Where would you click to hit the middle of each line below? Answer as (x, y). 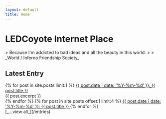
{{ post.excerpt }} (23, 96)
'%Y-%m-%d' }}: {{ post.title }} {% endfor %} (52, 107)
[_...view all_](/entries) (28, 112)
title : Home (17, 14)
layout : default (22, 10)
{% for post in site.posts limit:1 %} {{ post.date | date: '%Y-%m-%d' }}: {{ (80, 85)
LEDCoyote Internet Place (59, 39)
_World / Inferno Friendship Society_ (42, 58)
